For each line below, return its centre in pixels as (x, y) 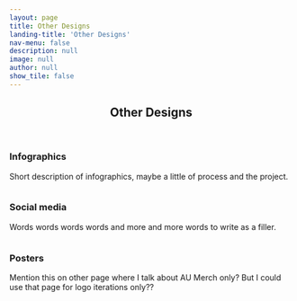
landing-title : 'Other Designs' (70, 34)
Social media (38, 208)
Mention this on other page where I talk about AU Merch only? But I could (145, 278)
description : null (44, 51)
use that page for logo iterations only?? (82, 288)
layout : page (34, 18)
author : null (34, 68)
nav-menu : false (40, 43)
